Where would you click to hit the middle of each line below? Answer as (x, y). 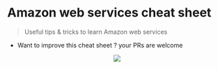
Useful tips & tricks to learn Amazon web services (96, 32)
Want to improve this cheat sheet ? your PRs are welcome (100, 45)
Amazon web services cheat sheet (109, 13)
